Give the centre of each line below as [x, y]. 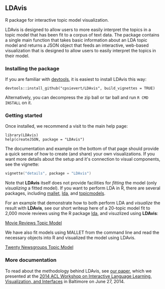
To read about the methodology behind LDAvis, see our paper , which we [78, 271]
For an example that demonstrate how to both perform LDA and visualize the [83, 203]
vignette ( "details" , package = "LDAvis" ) [48, 174]
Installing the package [32, 69]
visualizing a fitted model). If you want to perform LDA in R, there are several [83, 188]
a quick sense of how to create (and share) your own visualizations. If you [80, 154]
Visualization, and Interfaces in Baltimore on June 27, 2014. [65, 281]
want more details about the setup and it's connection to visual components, [83, 159]
